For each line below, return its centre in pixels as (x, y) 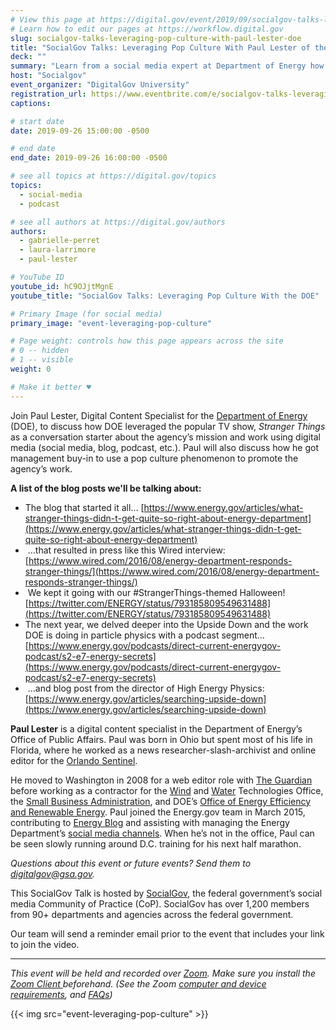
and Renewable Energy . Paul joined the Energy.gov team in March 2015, (158, 812)
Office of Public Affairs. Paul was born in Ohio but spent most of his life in (161, 739)
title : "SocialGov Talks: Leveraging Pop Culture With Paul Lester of (160, 47)
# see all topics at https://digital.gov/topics (113, 176)
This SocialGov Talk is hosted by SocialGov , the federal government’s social (166, 893)
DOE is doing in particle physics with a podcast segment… (144, 635)
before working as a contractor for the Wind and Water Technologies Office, (167, 790)
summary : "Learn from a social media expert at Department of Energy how (167, 66)
